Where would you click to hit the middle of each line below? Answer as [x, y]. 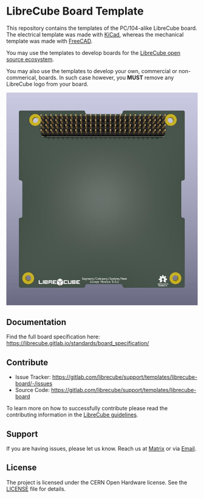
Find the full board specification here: [53, 337]
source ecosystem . [30, 59]
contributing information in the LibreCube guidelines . [72, 415]
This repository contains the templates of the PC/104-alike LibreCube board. [102, 28]
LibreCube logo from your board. [47, 84]
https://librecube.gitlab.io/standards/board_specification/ [78, 343]
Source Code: [32, 390]
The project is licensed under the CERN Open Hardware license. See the [97, 482]
